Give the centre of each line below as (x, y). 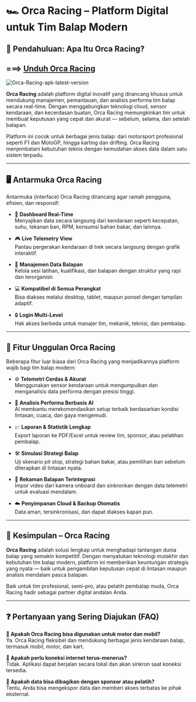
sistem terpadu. (25, 155)
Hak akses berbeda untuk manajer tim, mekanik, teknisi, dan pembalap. (100, 323)
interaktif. (26, 253)
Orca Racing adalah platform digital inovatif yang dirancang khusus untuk (94, 94)
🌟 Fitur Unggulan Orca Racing (61, 347)
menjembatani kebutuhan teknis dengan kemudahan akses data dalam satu (97, 149)
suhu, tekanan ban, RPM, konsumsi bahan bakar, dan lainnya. (88, 227)
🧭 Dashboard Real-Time (44, 214)
